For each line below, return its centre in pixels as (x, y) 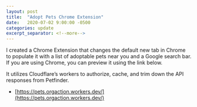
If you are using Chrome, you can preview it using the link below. (84, 63)
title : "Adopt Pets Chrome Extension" (55, 17)
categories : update (30, 28)
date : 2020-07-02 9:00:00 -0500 (49, 22)
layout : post (22, 11)
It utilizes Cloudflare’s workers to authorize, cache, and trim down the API (95, 74)
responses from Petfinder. (38, 81)
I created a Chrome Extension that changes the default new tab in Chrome (96, 50)
